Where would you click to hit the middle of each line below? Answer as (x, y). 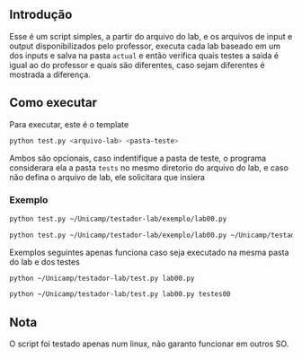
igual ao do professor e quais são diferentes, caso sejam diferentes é (137, 65)
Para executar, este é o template (69, 124)
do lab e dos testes (45, 262)
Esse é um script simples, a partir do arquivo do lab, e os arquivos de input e (151, 36)
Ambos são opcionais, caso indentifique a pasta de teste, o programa (138, 158)
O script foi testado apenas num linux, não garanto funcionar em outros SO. (149, 344)
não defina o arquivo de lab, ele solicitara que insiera (107, 177)
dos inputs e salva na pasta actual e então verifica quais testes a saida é (144, 55)
